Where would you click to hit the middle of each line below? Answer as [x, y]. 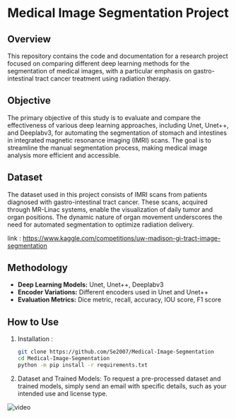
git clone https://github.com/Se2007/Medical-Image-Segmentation [116, 352]
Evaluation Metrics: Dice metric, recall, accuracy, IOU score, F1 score [119, 300]
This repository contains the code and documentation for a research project [118, 56]
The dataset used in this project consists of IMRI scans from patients [107, 194]
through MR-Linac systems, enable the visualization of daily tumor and [110, 209]
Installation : [35, 339]
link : [14, 238]
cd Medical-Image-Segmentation [64, 359]
